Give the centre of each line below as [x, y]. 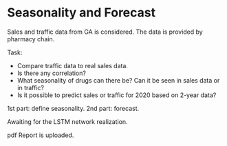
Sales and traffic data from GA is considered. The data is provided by [105, 32]
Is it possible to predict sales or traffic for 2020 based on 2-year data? [117, 95]
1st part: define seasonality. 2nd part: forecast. [73, 108]
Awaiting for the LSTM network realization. [68, 121]
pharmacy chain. [31, 39]
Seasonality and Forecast [82, 13]
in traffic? [31, 87]
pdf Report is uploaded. [41, 135]
